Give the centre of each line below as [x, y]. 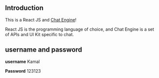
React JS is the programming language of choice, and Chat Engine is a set [80, 29]
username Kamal [22, 61]
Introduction [24, 8]
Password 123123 [23, 71]
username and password [44, 50]
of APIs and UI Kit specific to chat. [40, 34]
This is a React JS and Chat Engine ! [41, 19]
